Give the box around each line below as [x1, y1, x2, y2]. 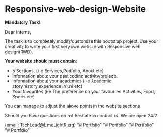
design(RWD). [5, 49, 33, 55]
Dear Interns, [5, 29, 32, 35]
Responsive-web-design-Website [5, 3, 146, 15]
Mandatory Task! [5, 20, 41, 25]
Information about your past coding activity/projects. [12, 73, 118, 78]
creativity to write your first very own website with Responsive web [5, 43, 140, 49]
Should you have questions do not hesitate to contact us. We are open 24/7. [5, 112, 158, 118]
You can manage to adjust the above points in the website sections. [5, 103, 141, 109]
